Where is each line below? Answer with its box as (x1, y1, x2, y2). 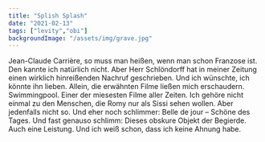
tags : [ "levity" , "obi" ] (8, 26, 88, 34)
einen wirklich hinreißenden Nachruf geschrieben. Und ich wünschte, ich (8, 73, 251, 83)
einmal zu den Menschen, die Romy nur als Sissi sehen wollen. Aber (8, 99, 234, 108)
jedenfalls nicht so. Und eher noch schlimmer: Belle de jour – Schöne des (8, 108, 251, 117)
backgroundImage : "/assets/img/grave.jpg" (8, 34, 153, 43)
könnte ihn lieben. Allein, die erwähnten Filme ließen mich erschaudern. (8, 82, 245, 91)
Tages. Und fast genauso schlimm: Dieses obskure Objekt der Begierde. (8, 116, 247, 125)
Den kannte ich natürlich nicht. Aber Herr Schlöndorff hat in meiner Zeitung (8, 65, 257, 75)
